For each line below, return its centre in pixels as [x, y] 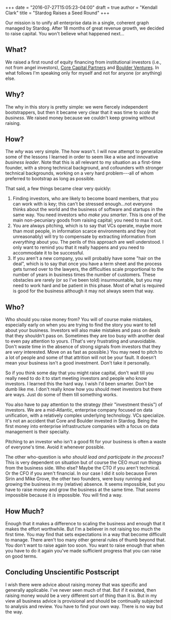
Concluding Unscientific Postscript [62, 572]
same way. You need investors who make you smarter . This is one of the [89, 215]
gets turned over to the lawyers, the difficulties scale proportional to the [88, 269]
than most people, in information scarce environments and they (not [84, 231]
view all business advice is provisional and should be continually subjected [84, 601]
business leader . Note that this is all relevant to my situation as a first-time [83, 162]
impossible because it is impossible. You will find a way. [64, 495]
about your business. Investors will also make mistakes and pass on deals [83, 330]
